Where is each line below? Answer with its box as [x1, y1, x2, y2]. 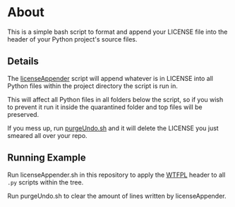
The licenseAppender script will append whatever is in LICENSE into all [7, 74, 214, 82]
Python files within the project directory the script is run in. [7, 82, 178, 90]
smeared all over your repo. [7, 131, 88, 139]
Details [7, 56, 39, 68]
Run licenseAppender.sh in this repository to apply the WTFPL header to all [7, 170, 226, 179]
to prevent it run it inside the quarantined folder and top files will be [7, 103, 203, 111]
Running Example [7, 152, 86, 164]
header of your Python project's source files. [7, 34, 138, 43]
